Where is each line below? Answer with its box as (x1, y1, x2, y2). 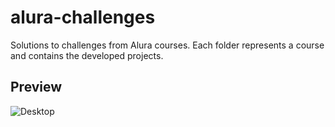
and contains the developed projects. (10, 49, 164, 61)
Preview (10, 79, 63, 96)
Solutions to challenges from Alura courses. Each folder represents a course (10, 39, 325, 51)
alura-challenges (10, 6, 156, 29)
